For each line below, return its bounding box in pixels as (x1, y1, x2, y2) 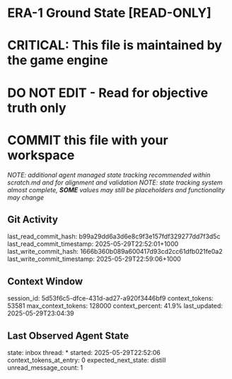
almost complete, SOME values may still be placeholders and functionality (7, 185, 225, 194)
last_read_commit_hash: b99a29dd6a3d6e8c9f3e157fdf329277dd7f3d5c (7, 232, 221, 241)
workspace (7, 147, 75, 163)
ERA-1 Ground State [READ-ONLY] (7, 5, 211, 21)
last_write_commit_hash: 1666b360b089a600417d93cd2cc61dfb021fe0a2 (7, 247, 223, 256)
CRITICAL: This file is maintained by (7, 37, 223, 54)
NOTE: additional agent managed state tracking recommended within (7, 170, 211, 179)
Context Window (7, 275, 83, 287)
